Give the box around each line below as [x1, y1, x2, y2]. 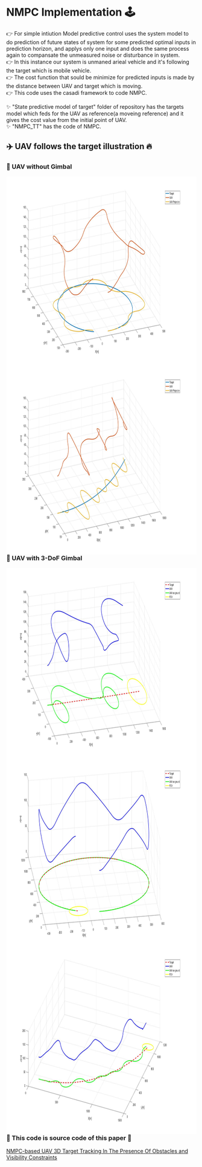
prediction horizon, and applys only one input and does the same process [6, 45, 189, 52]
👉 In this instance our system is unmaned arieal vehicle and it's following [6, 58, 190, 65]
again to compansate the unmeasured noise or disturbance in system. [6, 51, 180, 59]
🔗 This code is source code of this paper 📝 [6, 1134, 132, 1142]
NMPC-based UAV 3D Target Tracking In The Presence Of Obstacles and [6, 1148, 189, 1155]
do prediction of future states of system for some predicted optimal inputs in [6, 38, 196, 46]
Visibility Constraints [6, 1154, 57, 1161]
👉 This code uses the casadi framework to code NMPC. [6, 89, 147, 96]
